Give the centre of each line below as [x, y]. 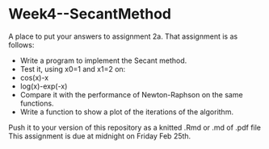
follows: [21, 44]
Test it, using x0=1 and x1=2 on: [73, 68]
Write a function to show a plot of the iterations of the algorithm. [127, 112]
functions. [37, 103]
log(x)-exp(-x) [44, 86]
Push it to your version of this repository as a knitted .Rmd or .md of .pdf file [134, 127]
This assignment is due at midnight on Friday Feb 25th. [100, 136]
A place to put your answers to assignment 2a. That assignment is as [123, 36]
